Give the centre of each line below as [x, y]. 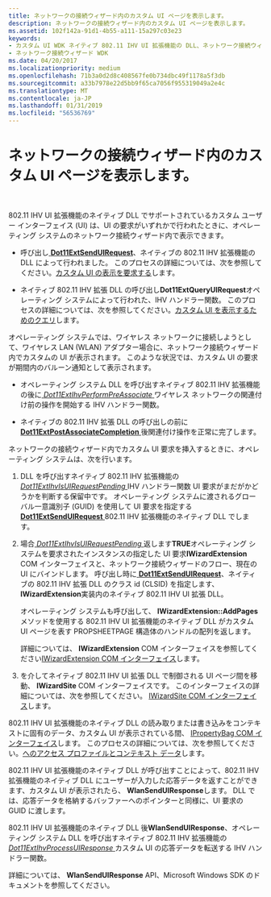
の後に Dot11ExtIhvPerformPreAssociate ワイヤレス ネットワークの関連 [138, 394]
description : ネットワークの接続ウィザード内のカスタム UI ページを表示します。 [129, 23]
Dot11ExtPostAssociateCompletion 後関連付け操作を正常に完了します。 [140, 431]
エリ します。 [63, 320]
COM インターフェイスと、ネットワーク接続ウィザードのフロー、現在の [139, 563]
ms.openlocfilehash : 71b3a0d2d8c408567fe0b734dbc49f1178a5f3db [117, 76]
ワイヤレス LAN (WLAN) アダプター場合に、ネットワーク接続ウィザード [141, 347]
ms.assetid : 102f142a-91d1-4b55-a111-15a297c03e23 [95, 31]
